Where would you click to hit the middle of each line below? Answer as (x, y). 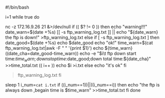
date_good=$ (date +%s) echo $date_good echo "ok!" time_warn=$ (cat (79, 43)
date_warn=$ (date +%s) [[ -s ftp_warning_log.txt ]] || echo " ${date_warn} (82, 32)
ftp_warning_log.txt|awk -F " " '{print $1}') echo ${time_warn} (69, 48)
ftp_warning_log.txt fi (39, 75)
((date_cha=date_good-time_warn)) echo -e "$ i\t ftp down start (71, 53)
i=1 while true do (22, 17)
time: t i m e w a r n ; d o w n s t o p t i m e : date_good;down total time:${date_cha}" (78, 59)
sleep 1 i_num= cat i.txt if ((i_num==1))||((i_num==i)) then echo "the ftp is (82, 84)
